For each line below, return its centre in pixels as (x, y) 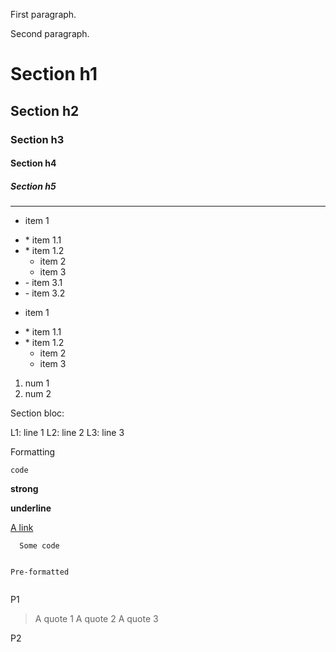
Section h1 (54, 74)
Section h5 (33, 186)
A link (22, 528)
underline (31, 508)
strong (24, 489)
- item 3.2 (45, 293)
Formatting (33, 452)
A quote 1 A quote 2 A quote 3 (96, 619)
